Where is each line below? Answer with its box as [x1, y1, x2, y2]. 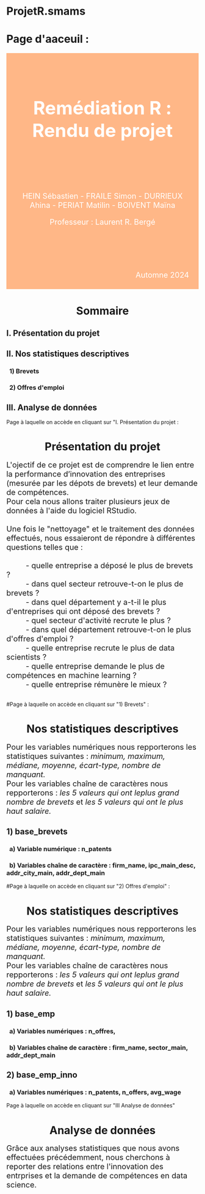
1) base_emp [6, 1009, 56, 1019]
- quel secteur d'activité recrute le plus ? [25, 615, 171, 625]
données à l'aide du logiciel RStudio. [6, 505, 137, 516]
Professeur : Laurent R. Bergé [49, 217, 156, 227]
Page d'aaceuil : [6, 32, 90, 46]
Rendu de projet [32, 119, 173, 142]
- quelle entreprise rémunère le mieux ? [25, 679, 167, 689]
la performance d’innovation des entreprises [6, 469, 166, 479]
